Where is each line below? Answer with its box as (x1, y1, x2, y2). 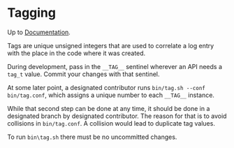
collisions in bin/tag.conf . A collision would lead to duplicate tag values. (7, 119, 215, 127)
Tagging (7, 5, 56, 21)
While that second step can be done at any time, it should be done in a (7, 104, 210, 112)
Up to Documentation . (7, 28, 71, 36)
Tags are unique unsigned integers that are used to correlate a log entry (7, 41, 214, 50)
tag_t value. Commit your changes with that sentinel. (7, 70, 160, 78)
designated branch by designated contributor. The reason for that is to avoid (7, 112, 227, 120)
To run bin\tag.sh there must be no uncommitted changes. (7, 133, 177, 141)
